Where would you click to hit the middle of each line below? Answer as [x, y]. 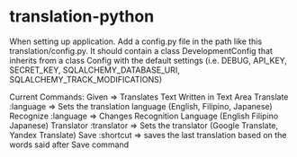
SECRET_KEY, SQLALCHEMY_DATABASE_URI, [94, 70]
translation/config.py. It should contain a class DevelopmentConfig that [141, 50]
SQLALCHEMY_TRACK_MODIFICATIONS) [86, 79]
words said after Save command [69, 144]
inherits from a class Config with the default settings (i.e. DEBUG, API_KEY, [148, 60]
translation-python [82, 17]
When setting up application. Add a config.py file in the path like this [136, 41]
